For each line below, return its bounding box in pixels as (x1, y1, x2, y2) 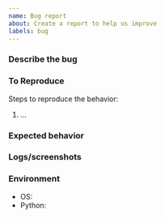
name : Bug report (8, 11, 67, 20)
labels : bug (8, 27, 49, 35)
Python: (19, 200, 47, 210)
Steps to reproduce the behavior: (8, 94, 119, 104)
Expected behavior (8, 130, 85, 141)
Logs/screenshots (8, 152, 82, 163)
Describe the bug (8, 53, 78, 65)
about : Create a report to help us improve (8, 19, 158, 28)
